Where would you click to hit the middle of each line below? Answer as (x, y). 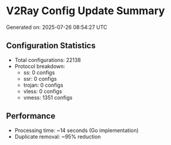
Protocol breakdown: (40, 66)
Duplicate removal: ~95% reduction (58, 136)
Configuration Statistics (51, 46)
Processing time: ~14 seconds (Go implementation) (77, 130)
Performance (31, 116)
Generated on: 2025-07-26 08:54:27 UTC (57, 27)
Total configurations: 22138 (48, 60)
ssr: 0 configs (40, 78)
